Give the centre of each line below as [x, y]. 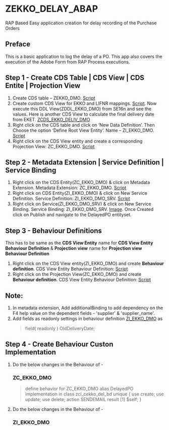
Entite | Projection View [43, 86]
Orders [13, 28]
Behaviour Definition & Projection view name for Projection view [74, 248]
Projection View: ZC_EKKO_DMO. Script [53, 146]
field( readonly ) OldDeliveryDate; [60, 328]
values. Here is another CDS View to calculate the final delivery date [83, 114]
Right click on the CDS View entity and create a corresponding [77, 141]
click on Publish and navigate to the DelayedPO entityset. [72, 215]
